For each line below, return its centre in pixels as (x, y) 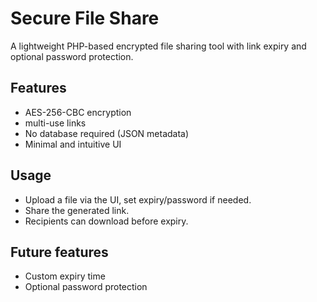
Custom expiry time (65, 276)
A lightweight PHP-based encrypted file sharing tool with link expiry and (158, 46)
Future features (59, 252)
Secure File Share (85, 18)
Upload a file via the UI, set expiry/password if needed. (138, 199)
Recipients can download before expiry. (106, 221)
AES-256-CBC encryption (78, 112)
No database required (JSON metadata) (107, 133)
